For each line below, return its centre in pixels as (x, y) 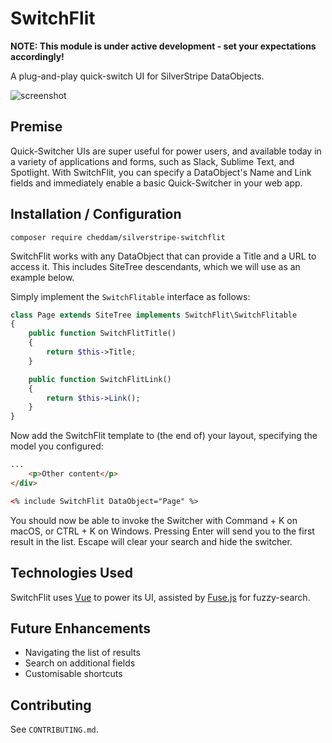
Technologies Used (71, 573)
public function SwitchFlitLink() (100, 379)
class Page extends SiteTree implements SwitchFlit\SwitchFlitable (154, 315)
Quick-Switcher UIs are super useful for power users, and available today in (166, 151)
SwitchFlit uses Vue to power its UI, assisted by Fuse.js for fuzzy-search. (160, 597)
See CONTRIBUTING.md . (54, 729)
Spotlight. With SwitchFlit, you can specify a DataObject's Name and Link (161, 172)
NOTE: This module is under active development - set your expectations (163, 46)
